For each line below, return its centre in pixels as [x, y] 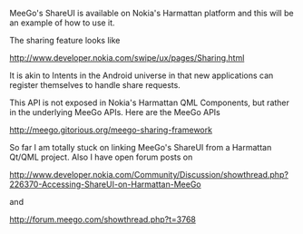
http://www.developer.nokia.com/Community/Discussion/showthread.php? [149, 175]
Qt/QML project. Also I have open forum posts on [101, 157]
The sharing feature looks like [65, 40]
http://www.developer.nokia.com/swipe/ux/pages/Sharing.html [127, 58]
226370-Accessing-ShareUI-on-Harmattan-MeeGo [105, 184]
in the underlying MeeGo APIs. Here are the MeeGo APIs [115, 112]
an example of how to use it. [62, 23]
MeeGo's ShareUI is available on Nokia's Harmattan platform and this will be [151, 13]
